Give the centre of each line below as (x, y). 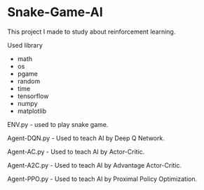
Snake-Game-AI (55, 12)
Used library (25, 45)
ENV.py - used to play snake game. (58, 124)
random (29, 81)
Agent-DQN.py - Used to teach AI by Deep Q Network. (86, 138)
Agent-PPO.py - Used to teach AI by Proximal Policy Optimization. (102, 179)
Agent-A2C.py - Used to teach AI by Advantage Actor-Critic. (95, 165)
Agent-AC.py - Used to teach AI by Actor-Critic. (76, 151)
